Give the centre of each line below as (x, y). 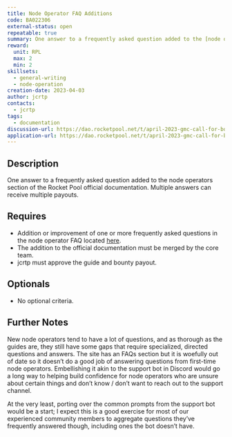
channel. (20, 390)
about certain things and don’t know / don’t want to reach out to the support (115, 383)
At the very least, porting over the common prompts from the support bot (111, 404)
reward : (18, 46)
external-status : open (40, 26)
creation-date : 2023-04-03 (46, 90)
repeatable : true (32, 33)
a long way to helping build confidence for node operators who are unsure (113, 376)
